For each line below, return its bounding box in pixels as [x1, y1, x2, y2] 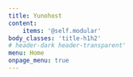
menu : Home [8, 49, 45, 57]
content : [8, 19, 37, 27]
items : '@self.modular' [22, 26, 102, 34]
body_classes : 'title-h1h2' [8, 34, 102, 43]
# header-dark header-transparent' [8, 42, 127, 50]
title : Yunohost [8, 11, 62, 20]
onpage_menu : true [8, 57, 69, 65]
